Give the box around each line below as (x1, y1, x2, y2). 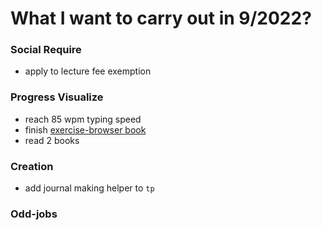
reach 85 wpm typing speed (24, 113, 142, 125)
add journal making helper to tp (24, 182, 155, 194)
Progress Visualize (10, 90, 104, 104)
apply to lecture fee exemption (24, 65, 152, 77)
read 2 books (24, 134, 80, 146)
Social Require (10, 43, 82, 57)
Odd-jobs (10, 207, 58, 221)
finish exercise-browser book (24, 123, 147, 136)
